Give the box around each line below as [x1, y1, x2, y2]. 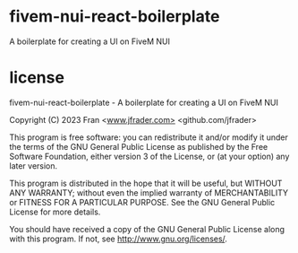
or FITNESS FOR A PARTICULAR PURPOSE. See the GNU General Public [9, 196, 276, 207]
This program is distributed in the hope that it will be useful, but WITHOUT [9, 178, 283, 188]
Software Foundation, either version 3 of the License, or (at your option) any [9, 151, 290, 161]
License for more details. [9, 206, 101, 217]
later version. [9, 160, 58, 171]
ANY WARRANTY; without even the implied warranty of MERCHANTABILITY [9, 187, 289, 198]
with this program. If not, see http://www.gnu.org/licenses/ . [9, 233, 228, 244]
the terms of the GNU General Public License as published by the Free [9, 141, 268, 152]
